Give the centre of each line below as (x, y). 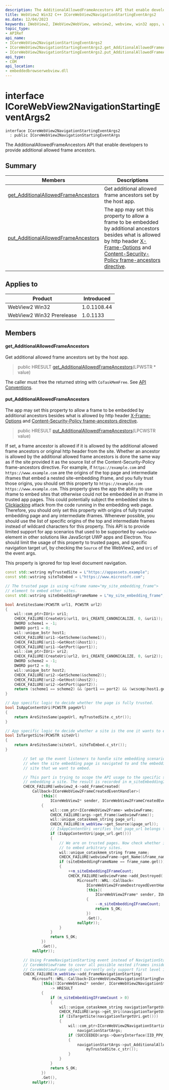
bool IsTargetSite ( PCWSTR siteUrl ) (43, 735)
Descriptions (133, 180)
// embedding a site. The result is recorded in (75, 782)
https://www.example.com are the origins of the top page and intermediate (81, 473)
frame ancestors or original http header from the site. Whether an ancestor (82, 451)
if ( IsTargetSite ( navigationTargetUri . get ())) (109, 1017)
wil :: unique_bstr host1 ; (40, 633)
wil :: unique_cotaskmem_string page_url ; (93, 820)
